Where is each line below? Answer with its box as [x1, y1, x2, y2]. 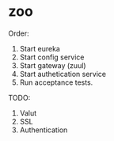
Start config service [19, 52, 85, 62]
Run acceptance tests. [19, 78, 93, 87]
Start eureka [19, 44, 61, 53]
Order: [8, 29, 29, 38]
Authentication [19, 125, 68, 135]
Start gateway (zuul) [19, 60, 86, 70]
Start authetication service [19, 69, 107, 78]
